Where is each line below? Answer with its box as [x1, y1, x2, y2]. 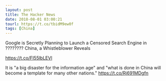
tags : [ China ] [5, 26, 36, 31]
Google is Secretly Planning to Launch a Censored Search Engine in [5, 40, 147, 46]
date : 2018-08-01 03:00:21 [5, 17, 62, 22]
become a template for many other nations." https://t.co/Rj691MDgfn [5, 70, 149, 76]
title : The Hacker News [5, 12, 56, 17]
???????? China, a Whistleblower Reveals [5, 45, 90, 51]
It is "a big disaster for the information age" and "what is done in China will [5, 65, 161, 71]
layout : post [5, 7, 33, 13]
